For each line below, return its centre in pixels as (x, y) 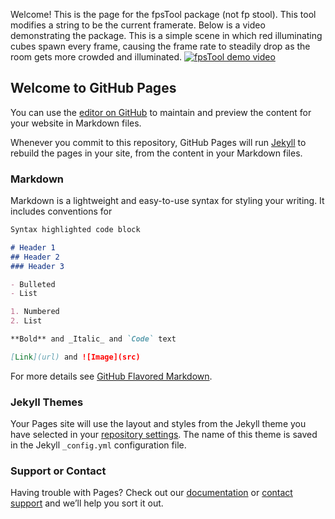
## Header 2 (35, 257)
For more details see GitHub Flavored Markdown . (111, 376)
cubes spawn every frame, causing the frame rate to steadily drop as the (160, 46)
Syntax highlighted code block (75, 230)
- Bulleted (33, 284)
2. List (26, 321)
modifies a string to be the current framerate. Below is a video (138, 25)
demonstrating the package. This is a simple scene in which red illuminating (166, 35)
